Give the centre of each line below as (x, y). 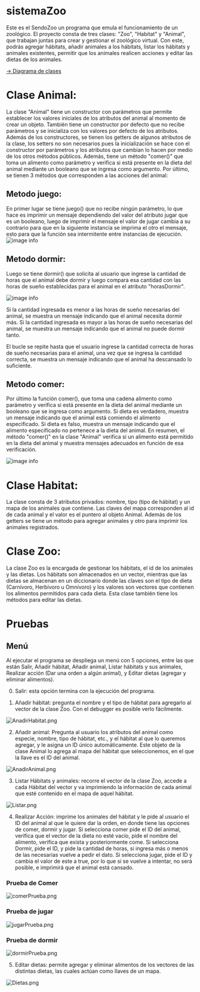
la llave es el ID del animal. (47, 757)
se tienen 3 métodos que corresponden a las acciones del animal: (87, 175)
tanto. (13, 335)
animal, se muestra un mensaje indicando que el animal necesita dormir (94, 316)
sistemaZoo (36, 11)
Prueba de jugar (30, 912)
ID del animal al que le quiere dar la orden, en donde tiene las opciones (102, 823)
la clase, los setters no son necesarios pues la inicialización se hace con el (98, 143)
